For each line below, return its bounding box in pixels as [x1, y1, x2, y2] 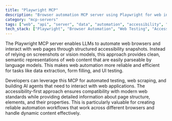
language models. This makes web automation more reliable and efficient [5, 62, 160, 68]
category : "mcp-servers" [5, 17, 58, 22]
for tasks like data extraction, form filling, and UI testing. [5, 67, 124, 74]
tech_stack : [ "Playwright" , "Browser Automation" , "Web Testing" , [5, 27, 150, 32]
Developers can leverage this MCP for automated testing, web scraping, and [5, 78, 166, 84]
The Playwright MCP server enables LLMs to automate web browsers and [5, 40, 161, 46]
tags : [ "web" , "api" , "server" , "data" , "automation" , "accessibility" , [5, 21, 164, 27]
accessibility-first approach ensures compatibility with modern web [5, 88, 147, 94]
